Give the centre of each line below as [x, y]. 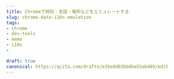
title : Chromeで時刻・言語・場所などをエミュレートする [68, 12]
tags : [13, 23]
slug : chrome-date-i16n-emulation [49, 17]
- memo [14, 39]
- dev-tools [21, 34]
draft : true [21, 61]
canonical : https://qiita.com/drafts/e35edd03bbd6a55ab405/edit [87, 67]
